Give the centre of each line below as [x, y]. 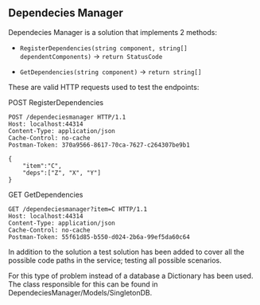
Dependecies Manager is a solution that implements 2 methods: [113, 32]
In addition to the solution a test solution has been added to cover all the [126, 252]
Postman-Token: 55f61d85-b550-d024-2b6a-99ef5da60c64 [99, 237]
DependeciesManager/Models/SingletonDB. [80, 292]
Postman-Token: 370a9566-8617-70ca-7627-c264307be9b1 [99, 145]
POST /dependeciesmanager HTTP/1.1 [67, 117]
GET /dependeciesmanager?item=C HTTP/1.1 [78, 209]
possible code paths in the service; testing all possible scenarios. [115, 260]
